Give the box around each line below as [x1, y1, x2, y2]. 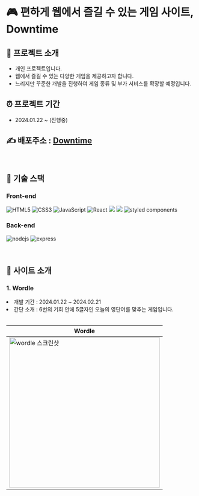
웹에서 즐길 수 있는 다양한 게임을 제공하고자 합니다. [14, 73, 134, 79]
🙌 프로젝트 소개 [6, 47, 59, 58]
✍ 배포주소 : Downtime [6, 136, 92, 146]
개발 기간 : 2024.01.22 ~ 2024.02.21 [14, 298, 101, 305]
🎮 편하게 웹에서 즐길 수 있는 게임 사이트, [6, 5, 194, 19]
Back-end [6, 221, 35, 230]
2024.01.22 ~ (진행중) [14, 116, 68, 123]
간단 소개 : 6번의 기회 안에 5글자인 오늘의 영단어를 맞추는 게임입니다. [14, 306, 174, 313]
